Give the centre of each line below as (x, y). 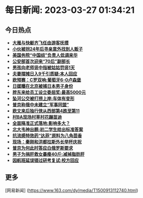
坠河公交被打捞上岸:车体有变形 (43, 99)
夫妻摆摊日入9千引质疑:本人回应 (45, 74)
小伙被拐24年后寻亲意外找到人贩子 (47, 49)
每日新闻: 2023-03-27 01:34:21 (70, 10)
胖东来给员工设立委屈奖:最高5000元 (49, 92)
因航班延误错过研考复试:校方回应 (45, 160)
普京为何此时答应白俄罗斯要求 (42, 148)
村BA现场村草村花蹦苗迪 (37, 117)
